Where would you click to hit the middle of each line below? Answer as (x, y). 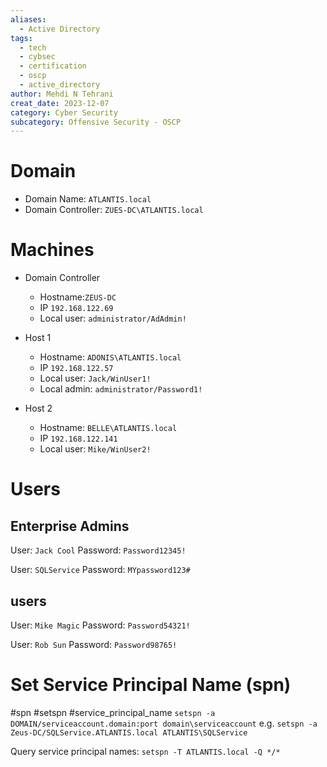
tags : (21, 38)
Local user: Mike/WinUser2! (95, 449)
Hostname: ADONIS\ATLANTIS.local (110, 357)
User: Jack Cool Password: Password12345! (98, 550)
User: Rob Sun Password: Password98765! (94, 644)
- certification (53, 66)
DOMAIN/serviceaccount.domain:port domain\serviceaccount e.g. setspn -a (164, 723)
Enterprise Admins (70, 526)
